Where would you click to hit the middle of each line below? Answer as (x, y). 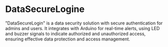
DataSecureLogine (45, 9)
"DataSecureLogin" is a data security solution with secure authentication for (84, 23)
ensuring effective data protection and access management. (68, 39)
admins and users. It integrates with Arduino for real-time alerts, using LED (82, 28)
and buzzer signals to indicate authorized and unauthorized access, (75, 33)
